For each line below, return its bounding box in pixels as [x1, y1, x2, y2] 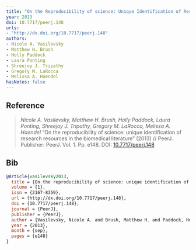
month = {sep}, [11, 228, 48, 234]
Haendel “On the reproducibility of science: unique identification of [20, 129, 182, 136]
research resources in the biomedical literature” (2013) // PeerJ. [20, 135, 173, 142]
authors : [6, 36, 27, 41]
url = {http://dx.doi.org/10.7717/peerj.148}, [11, 195, 127, 202]
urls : [6, 25, 19, 31]
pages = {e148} [11, 233, 48, 239]
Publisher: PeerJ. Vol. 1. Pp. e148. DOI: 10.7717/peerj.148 [20, 141, 155, 148]
